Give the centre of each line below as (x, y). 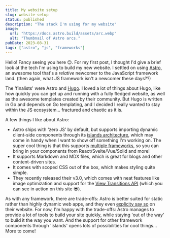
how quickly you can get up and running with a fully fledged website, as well (85, 93)
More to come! (21, 231)
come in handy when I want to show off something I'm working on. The (87, 140)
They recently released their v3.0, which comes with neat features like (86, 178)
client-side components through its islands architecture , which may (83, 134)
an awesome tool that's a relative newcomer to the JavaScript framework (82, 73)
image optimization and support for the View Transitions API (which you (88, 183)
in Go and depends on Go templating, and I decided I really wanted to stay (83, 104)
